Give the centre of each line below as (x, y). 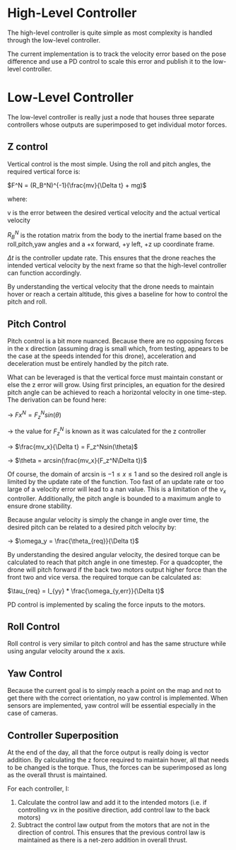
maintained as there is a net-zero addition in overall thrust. (102, 840)
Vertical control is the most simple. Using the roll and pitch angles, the (109, 163)
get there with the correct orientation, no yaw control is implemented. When (118, 698)
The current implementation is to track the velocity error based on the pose (117, 54)
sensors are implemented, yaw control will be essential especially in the (112, 706)
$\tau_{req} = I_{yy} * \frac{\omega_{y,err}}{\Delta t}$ (86, 591)
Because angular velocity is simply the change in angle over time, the (108, 519)
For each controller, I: (38, 789)
